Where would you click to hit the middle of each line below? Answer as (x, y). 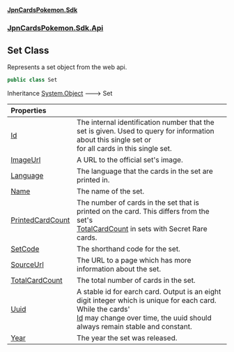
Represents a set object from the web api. (67, 67)
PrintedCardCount (40, 220)
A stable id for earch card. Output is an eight (149, 292)
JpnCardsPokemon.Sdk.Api (55, 28)
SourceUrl (27, 265)
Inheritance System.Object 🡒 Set (60, 94)
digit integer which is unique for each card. (147, 300)
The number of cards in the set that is (138, 203)
